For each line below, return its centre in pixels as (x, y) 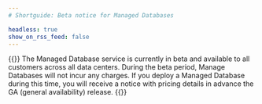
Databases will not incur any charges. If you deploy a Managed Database (127, 76)
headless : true (33, 29)
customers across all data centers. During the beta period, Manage (117, 67)
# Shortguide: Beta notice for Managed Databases (91, 15)
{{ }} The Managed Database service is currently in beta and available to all (129, 59)
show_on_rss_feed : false (49, 37)
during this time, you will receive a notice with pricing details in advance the (131, 84)
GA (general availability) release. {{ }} (68, 92)
